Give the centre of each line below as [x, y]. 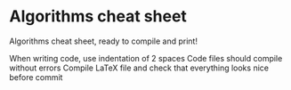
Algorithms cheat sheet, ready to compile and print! [104, 41]
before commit [36, 77]
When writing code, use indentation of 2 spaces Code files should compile [146, 58]
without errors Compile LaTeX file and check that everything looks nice [139, 68]
